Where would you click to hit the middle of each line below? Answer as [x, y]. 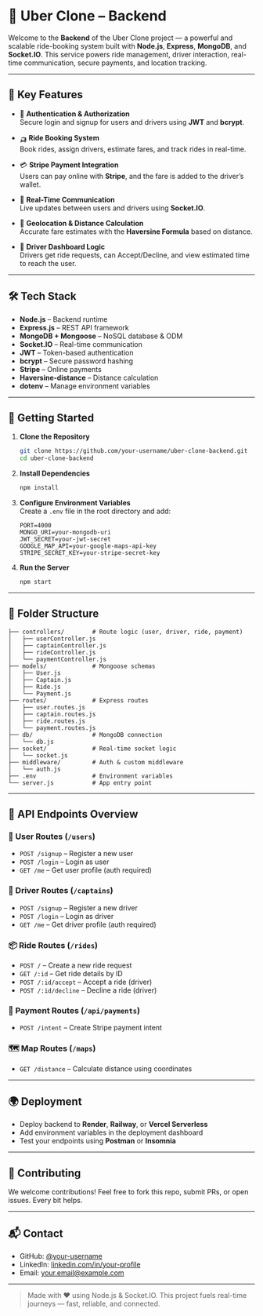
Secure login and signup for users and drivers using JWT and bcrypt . [132, 122]
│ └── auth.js [34, 769]
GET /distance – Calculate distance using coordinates [106, 1068]
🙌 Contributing [45, 1173]
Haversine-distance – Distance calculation [89, 377]
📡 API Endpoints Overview [73, 814]
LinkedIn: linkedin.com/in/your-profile [80, 1264]
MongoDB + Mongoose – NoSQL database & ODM [101, 336]
